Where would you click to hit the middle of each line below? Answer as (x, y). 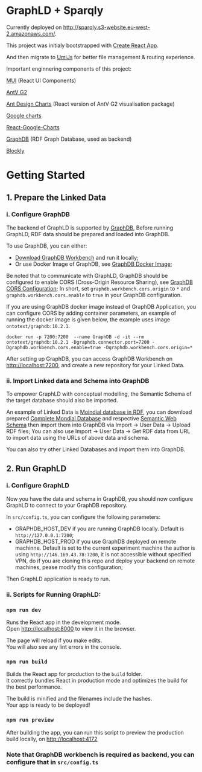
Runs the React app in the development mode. (64, 622)
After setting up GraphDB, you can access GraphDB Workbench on (90, 359)
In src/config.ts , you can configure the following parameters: (84, 516)
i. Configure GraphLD (38, 486)
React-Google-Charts (33, 127)
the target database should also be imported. (62, 400)
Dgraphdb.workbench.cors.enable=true (54, 347)
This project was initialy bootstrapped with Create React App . (82, 45)
